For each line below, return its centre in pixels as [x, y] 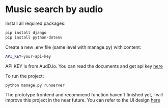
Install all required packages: [35, 23]
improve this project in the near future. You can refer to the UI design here [83, 100]
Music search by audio [54, 9]
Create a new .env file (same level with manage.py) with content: [73, 47]
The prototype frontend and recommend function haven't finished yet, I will [84, 95]
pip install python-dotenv [34, 37]
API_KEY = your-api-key [28, 56]
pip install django [26, 32]
